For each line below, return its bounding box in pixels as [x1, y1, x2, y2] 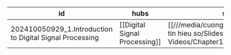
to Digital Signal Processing [10, 33, 100, 42]
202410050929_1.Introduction [10, 24, 113, 33]
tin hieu [167, 29, 192, 38]
